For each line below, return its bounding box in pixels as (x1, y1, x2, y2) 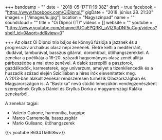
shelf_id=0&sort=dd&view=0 (5, 30, 62, 35)
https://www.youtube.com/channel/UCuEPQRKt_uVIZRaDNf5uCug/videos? (7, 25, 157, 31)
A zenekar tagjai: (5, 101, 39, 106)
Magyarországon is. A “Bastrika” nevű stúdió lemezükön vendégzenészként (5, 81, 157, 87)
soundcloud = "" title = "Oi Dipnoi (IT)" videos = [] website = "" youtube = (5, 19, 153, 25)
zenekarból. (5, 91, 29, 97)
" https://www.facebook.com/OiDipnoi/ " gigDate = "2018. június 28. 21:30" (5, 9, 154, 15)
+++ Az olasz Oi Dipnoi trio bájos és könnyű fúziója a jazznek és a (5, 39, 138, 45)
